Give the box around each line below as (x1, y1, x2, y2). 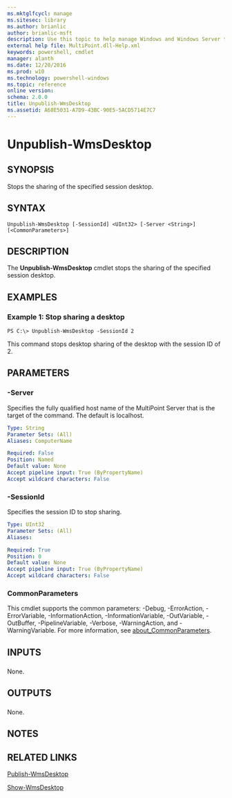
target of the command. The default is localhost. (7, 411, 144, 419)
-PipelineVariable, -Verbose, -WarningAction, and (37, 619, 178, 627)
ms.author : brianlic (7, 23, 67, 30)
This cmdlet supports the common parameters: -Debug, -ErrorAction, (7, 604, 205, 613)
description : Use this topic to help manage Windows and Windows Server (7, 36, 221, 43)
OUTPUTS (7, 687, 52, 699)
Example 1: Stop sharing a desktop (7, 312, 126, 322)
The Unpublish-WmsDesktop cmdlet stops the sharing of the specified (7, 264, 211, 272)
